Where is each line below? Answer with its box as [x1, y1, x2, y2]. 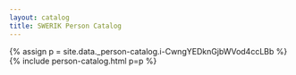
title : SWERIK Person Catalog [9, 21, 123, 30]
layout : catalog [9, 12, 70, 22]
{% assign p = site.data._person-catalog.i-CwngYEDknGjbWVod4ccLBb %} [9, 46, 288, 56]
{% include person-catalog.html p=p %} [9, 55, 157, 66]
